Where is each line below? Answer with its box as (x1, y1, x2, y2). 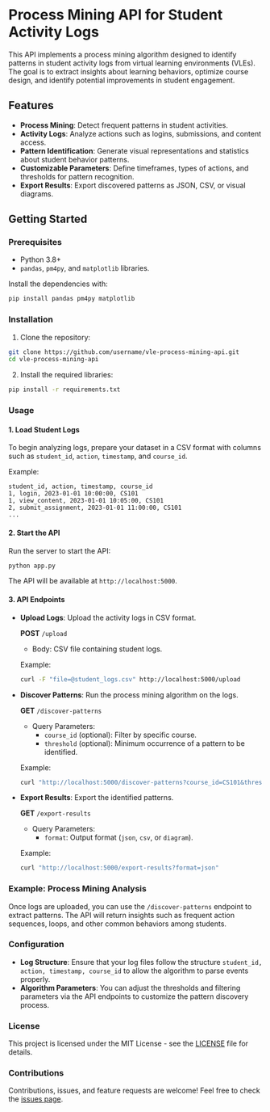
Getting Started (8, 213, 88, 226)
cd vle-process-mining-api (8, 356, 99, 364)
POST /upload (19, 628, 68, 638)
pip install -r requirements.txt (8, 385, 121, 394)
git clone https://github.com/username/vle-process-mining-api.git (8, 347, 240, 356)
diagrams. (19, 188, 54, 199)
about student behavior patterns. (19, 154, 130, 164)
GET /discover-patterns (19, 706, 102, 715)
